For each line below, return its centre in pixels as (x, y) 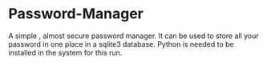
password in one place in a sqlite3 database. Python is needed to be (121, 44)
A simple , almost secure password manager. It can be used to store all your (133, 36)
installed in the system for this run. (65, 52)
